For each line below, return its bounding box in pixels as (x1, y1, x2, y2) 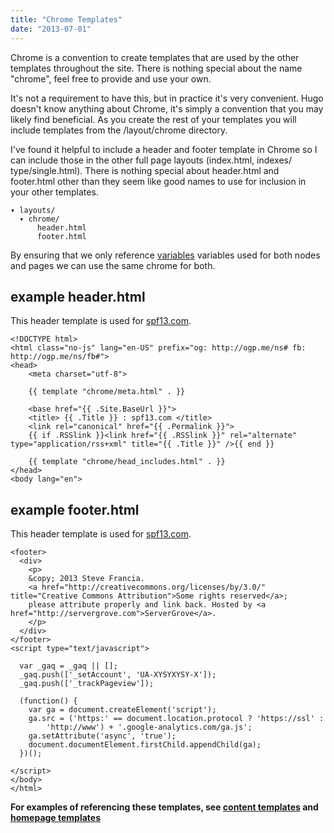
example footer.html (10, 501, 140, 518)
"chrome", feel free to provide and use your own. (10, 72, 212, 85)
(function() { (19, 696, 78, 706)
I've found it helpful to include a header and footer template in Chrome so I (10, 143, 318, 155)
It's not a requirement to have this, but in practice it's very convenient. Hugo (10, 92, 324, 104)
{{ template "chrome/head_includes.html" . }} (28, 457, 226, 467)
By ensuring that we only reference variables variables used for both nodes (10, 249, 321, 261)
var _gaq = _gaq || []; (19, 661, 118, 671)
